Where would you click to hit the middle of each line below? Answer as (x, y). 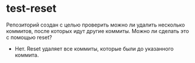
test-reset (31, 9)
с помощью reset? (29, 37)
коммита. (27, 55)
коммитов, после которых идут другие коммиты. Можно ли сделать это (98, 31)
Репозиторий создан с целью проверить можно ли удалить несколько (96, 25)
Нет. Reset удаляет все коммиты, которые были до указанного (94, 48)
